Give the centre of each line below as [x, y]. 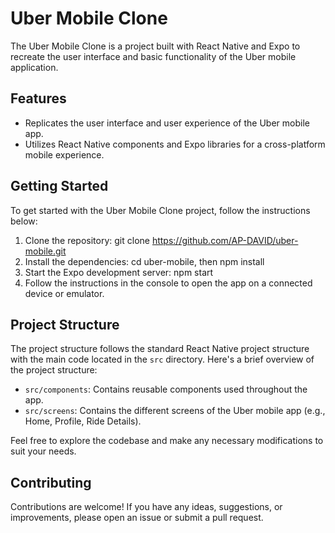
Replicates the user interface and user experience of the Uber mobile [167, 123]
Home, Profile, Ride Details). [83, 421]
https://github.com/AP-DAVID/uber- [225, 240]
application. [34, 67]
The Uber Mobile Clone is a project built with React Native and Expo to [155, 46]
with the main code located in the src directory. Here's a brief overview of [162, 359]
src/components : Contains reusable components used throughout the [166, 389]
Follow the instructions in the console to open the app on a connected [168, 283]
